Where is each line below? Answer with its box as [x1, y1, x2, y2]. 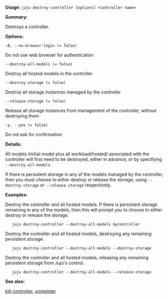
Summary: [5, 14, 28, 20]
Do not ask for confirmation [5, 132, 62, 137]
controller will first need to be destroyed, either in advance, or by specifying [5, 156, 162, 162]
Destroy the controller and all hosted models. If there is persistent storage [5, 202, 157, 208]
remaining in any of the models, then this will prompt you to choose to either [5, 207, 163, 213]
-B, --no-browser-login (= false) [5, 43, 78, 48]
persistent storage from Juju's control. [5, 260, 84, 266]
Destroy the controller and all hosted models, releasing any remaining [5, 255, 149, 260]
